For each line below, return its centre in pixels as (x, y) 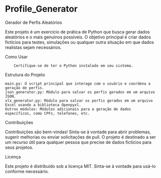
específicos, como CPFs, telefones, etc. (48, 113)
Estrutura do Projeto (25, 74)
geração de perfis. (25, 88)
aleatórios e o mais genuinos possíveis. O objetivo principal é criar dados (78, 37)
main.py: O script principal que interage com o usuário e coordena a (78, 84)
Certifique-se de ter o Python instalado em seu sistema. (73, 66)
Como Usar (16, 56)
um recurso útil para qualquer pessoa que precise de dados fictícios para (78, 142)
